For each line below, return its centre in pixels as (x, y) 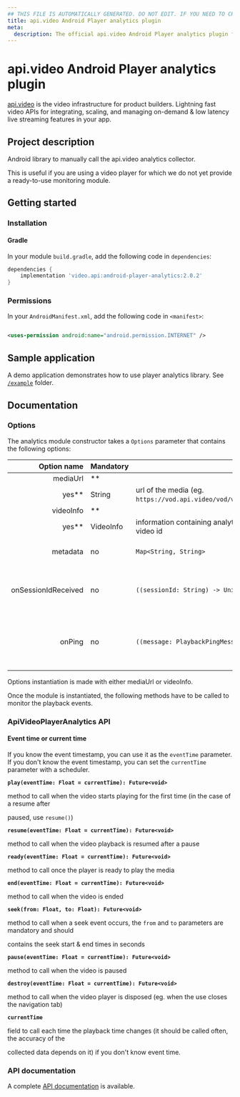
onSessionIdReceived (47, 590)
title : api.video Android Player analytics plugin (84, 21)
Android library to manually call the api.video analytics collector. (101, 159)
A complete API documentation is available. (71, 1086)
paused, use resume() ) (40, 817)
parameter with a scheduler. (49, 769)
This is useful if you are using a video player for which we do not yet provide (120, 173)
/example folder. (30, 383)
